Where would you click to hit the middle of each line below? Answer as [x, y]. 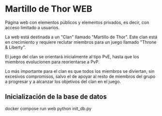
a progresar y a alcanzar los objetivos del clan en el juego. [63, 82]
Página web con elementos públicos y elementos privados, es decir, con [77, 22]
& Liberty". [15, 47]
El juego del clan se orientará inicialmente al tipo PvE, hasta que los [72, 56]
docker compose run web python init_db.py [48, 108]
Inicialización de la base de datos [56, 97]
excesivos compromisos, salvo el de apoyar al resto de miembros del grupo [80, 76]
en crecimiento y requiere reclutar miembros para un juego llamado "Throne [81, 42]
